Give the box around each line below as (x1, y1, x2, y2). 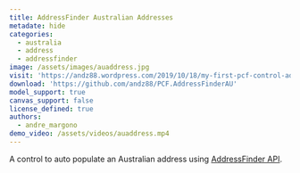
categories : (9, 29, 54, 38)
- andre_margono (17, 121, 78, 130)
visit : (9, 71, 34, 80)
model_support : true (9, 87, 87, 96)
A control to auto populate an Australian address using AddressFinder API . (9, 153, 283, 164)
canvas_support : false (9, 95, 94, 105)
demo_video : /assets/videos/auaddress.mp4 (9, 129, 170, 138)
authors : (9, 112, 42, 121)
